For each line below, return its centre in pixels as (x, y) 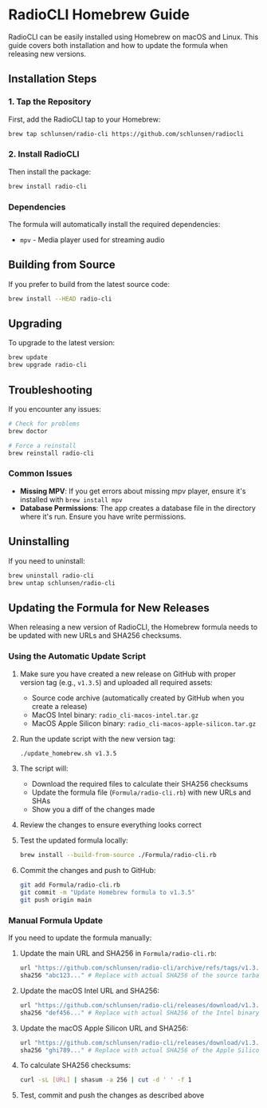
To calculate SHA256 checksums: (75, 1066)
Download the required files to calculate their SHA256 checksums (140, 784)
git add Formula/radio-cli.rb (70, 885)
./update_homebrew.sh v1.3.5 (68, 753)
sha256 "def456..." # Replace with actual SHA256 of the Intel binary (139, 1013)
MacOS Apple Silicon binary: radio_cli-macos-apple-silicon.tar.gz (144, 723)
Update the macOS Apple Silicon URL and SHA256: (104, 1028)
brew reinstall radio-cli (51, 453)
